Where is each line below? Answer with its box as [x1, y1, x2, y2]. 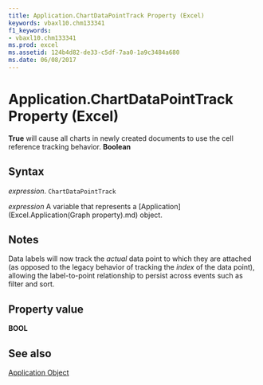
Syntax [8, 165, 45, 179]
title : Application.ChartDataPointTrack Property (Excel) [8, 11, 205, 20]
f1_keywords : [8, 26, 52, 34]
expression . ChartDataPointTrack [8, 186, 116, 196]
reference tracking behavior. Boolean [8, 142, 131, 151]
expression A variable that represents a [8, 201, 137, 211]
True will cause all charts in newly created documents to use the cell [8, 133, 234, 143]
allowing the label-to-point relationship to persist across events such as [8, 271, 243, 281]
